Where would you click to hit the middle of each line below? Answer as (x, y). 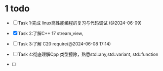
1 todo (17, 9)
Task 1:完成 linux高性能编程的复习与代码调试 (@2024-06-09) (80, 23)
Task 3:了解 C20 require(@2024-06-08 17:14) (64, 44)
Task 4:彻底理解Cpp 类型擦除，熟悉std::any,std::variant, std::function (88, 54)
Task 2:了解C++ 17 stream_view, (51, 33)
